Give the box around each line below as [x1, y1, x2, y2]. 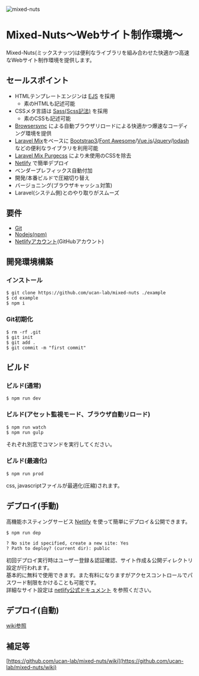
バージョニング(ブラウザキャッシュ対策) [14, 181, 113, 188]
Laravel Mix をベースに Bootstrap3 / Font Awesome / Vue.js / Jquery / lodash [14, 137, 189, 144]
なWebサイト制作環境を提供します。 [6, 56, 95, 64]
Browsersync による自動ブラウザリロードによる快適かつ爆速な [14, 122, 168, 129]
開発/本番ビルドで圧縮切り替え [14, 174, 90, 181]
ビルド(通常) [6, 381, 42, 389]
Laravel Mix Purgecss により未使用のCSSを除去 [14, 152, 132, 159]
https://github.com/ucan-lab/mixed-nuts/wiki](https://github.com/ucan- [8, 658, 184, 665]
